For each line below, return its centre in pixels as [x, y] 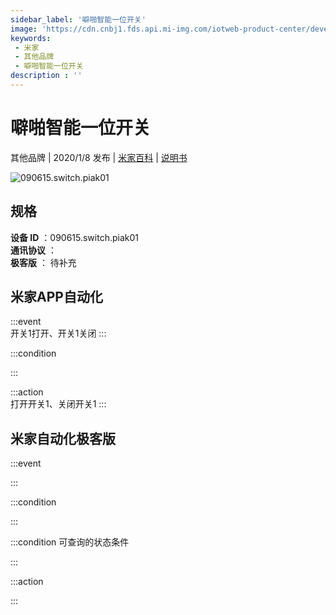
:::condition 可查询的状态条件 [70, 542]
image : [24, 29]
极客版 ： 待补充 [43, 262]
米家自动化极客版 [63, 438]
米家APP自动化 [56, 297]
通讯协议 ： [33, 250]
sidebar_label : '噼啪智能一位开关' [78, 19]
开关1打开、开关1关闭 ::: [58, 333]
